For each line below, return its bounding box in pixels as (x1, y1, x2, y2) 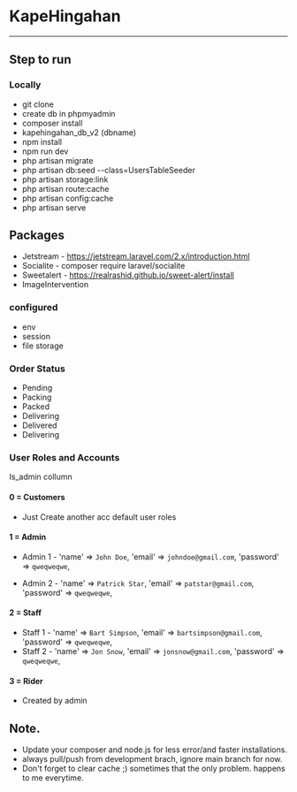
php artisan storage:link (21, 174, 109, 185)
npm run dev (21, 146, 69, 156)
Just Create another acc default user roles (21, 511, 177, 522)
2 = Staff (9, 607, 42, 618)
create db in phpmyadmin (21, 108, 116, 118)
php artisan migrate (21, 155, 94, 165)
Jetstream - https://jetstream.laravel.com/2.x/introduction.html (21, 251, 250, 262)
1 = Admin (9, 532, 47, 543)
